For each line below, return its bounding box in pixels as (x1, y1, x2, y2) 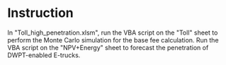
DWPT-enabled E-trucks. (7, 51, 81, 59)
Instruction (7, 5, 74, 21)
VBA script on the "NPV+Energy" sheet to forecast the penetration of (7, 43, 209, 52)
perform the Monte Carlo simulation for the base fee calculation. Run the (7, 35, 219, 44)
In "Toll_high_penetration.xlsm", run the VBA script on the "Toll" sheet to (7, 28, 218, 37)
